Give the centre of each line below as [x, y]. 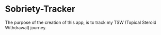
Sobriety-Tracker [40, 9]
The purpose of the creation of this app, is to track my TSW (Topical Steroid [81, 22]
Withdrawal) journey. [26, 27]
